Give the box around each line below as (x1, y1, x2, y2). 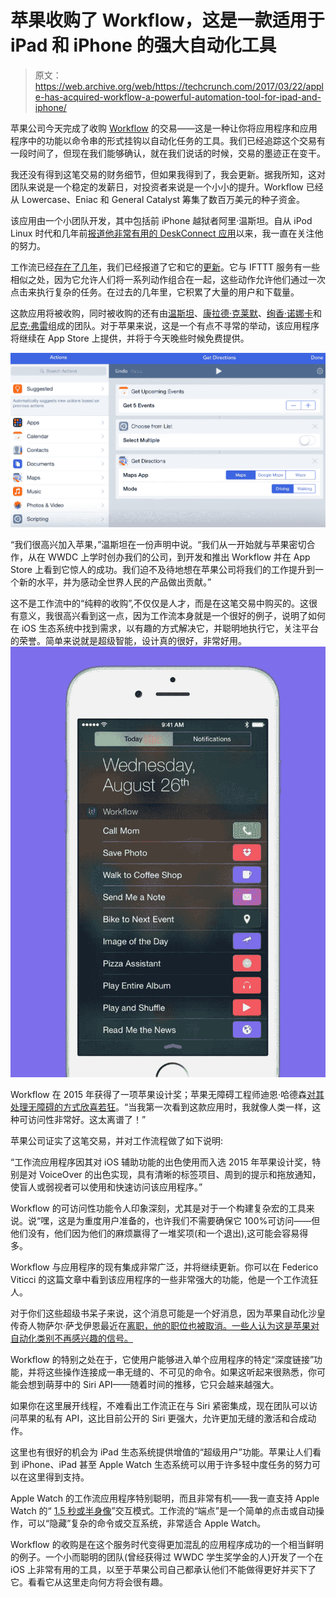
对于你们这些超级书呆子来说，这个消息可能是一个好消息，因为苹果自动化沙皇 (10, 1307, 326, 1319)
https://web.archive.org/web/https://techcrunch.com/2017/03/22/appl (34, 80, 325, 92)
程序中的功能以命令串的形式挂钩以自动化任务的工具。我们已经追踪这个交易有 (10, 134, 326, 146)
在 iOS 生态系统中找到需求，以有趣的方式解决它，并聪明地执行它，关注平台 (10, 622, 319, 635)
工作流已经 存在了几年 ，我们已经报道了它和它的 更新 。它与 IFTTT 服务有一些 (10, 261, 321, 273)
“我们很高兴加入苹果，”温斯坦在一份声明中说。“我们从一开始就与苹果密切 (10, 539, 307, 551)
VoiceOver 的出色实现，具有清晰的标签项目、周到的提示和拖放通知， (38, 1168, 322, 1180)
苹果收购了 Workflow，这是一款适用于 (10, 9, 325, 32)
